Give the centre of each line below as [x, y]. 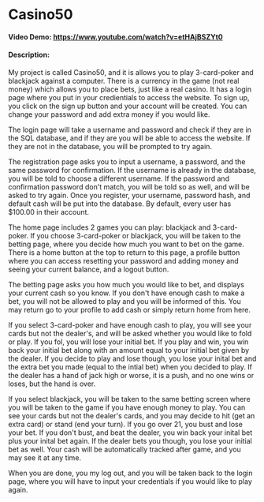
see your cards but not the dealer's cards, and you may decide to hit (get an [132, 415]
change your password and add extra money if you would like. [109, 114]
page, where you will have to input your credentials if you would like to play [130, 481]
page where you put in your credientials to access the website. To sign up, [129, 97]
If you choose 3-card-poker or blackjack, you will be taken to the [136, 235]
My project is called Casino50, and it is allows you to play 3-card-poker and [131, 72]
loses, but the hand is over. [52, 384]
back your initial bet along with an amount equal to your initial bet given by [129, 350]
